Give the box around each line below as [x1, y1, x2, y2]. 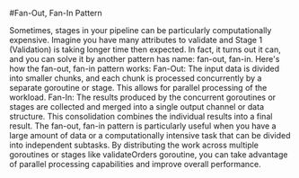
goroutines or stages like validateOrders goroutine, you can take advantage [9, 149, 288, 160]
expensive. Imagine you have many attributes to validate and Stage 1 [9, 35, 263, 45]
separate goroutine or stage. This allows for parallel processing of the [9, 83, 268, 93]
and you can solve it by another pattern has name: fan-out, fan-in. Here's [9, 54, 280, 64]
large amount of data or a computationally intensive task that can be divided [9, 130, 291, 140]
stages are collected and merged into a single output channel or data [9, 102, 265, 111]
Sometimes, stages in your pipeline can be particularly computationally [9, 25, 272, 35]
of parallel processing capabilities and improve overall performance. [9, 159, 262, 169]
